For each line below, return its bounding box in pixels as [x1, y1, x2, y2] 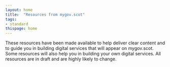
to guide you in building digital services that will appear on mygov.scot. [5, 45, 154, 51]
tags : [5, 17, 17, 22]
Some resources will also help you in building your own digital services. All [5, 51, 161, 57]
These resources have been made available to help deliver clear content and [5, 40, 165, 46]
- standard [5, 21, 28, 27]
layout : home [5, 7, 33, 13]
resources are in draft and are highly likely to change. [5, 56, 117, 62]
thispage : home [5, 26, 38, 31]
